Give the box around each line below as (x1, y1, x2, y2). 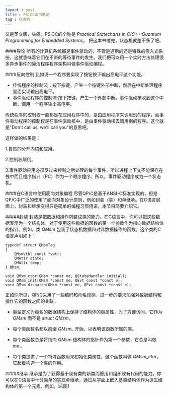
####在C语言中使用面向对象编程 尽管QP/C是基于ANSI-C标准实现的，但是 (5, 190, 158, 196)
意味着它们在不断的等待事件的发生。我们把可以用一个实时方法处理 (22, 54, 159, 60)
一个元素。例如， (22, 383, 58, 389)
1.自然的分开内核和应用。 (5, 146, 57, 152)
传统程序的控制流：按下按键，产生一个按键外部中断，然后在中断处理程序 (12, 82, 162, 88)
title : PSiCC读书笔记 (5, 12, 50, 17)
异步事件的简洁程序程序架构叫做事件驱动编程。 (9, 61, 107, 67)
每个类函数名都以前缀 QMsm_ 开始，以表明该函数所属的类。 (12, 326, 137, 332)
